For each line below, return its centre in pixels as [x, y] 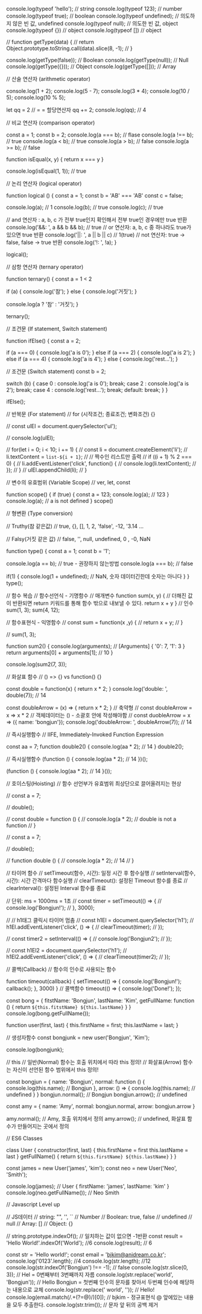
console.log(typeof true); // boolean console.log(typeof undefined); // [93, 16]
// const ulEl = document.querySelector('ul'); [62, 426]
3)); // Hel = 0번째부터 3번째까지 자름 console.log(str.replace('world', [90, 1274]
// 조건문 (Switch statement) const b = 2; [56, 371]
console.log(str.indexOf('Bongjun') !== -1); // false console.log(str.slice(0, [97, 1267]
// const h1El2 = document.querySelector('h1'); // [67, 950]
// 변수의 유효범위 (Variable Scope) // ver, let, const [68, 482]
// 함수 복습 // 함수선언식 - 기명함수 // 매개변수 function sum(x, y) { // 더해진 [96, 595]
